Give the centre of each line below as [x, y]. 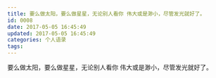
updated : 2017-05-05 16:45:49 [52, 33]
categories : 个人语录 [37, 40]
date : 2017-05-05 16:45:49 [47, 27]
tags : [15, 46]
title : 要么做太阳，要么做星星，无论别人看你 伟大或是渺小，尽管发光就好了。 [106, 14]
